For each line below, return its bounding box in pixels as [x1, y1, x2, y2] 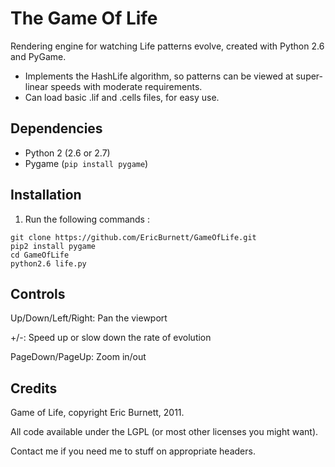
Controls [10, 285, 66, 302]
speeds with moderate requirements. [50, 80, 203, 92]
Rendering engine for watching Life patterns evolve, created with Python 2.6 [10, 40, 325, 52]
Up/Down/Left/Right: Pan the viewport [10, 312, 168, 324]
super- [295, 70, 324, 82]
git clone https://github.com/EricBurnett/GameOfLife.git [10, 232, 257, 242]
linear [24, 80, 49, 92]
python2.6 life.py [10, 258, 87, 269]
